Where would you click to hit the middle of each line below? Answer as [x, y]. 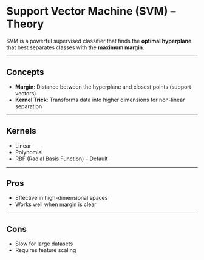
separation [29, 106]
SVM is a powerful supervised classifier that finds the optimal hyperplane [99, 41]
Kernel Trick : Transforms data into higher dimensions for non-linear [100, 100]
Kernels [21, 131]
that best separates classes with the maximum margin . [75, 47]
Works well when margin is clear [56, 204]
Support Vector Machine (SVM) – [91, 11]
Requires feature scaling [46, 250]
